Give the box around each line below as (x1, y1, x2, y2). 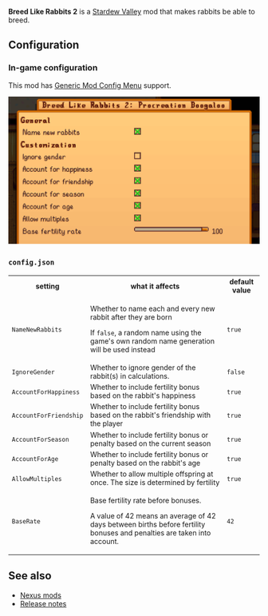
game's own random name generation (90, 336, 215, 346)
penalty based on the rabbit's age (90, 458, 201, 467)
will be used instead (90, 344, 156, 354)
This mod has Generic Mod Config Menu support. (8, 80, 171, 90)
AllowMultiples (11, 475, 62, 483)
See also (8, 569, 52, 582)
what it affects (130, 281, 180, 291)
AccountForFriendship (11, 411, 84, 420)
